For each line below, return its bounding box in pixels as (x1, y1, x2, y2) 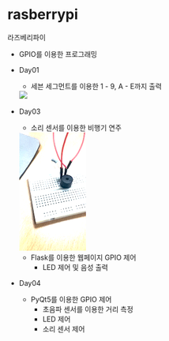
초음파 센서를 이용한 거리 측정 (42, 304, 133, 313)
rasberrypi (7, 6, 78, 24)
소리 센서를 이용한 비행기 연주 (30, 122, 122, 132)
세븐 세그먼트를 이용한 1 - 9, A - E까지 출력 (30, 81, 163, 91)
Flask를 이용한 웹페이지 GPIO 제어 (30, 253, 137, 262)
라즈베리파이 (7, 32, 47, 42)
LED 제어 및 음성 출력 (42, 262, 108, 272)
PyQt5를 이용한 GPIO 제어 (30, 294, 112, 304)
